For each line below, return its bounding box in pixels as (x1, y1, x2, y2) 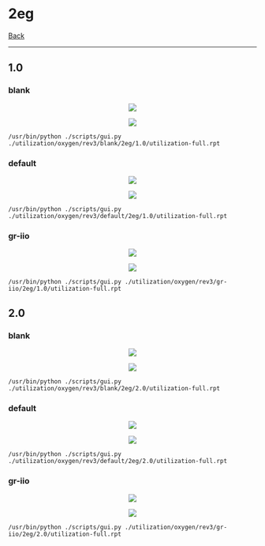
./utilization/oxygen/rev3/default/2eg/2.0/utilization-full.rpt (8, 458, 227, 465)
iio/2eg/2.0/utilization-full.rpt (8, 530, 122, 538)
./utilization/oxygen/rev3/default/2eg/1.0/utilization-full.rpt (8, 212, 227, 220)
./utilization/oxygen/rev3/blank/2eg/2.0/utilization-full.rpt (8, 384, 221, 392)
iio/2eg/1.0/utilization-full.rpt (8, 285, 122, 293)
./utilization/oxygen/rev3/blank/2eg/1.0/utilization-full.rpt (8, 139, 221, 147)
